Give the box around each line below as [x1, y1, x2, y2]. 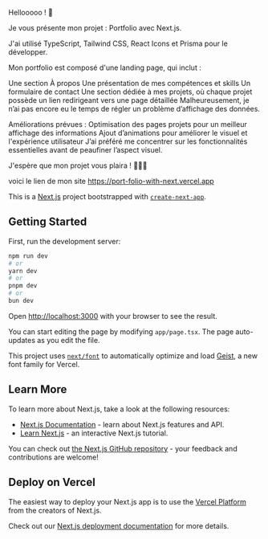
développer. [8, 47, 48, 56]
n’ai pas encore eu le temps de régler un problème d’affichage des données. [8, 104, 261, 113]
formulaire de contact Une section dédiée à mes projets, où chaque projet [8, 87, 253, 96]
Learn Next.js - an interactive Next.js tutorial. [19, 428, 169, 438]
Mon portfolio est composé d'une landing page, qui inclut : [8, 63, 202, 72]
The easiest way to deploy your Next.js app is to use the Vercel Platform [8, 496, 247, 506]
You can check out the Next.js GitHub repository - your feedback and [8, 443, 238, 453]
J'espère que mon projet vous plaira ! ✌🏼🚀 [8, 161, 148, 170]
